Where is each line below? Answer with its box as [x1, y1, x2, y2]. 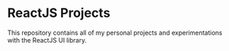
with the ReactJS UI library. [7, 35, 87, 44]
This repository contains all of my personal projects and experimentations [7, 28, 223, 37]
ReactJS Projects [7, 5, 111, 21]
